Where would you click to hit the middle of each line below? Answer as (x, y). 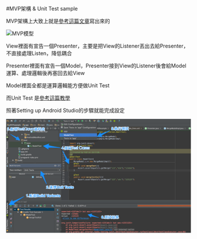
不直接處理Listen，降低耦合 (39, 53)
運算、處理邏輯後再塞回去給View (45, 73)
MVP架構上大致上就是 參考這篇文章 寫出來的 (58, 21)
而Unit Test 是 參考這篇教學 (38, 98)
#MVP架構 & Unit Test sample (42, 8)
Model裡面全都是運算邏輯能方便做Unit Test (58, 86)
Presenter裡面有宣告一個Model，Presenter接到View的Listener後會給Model (96, 66)
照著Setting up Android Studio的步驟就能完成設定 (65, 110)
